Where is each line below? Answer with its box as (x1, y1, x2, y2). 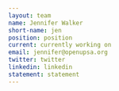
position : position (8, 33, 73, 42)
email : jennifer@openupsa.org (8, 48, 109, 56)
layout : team (8, 11, 52, 20)
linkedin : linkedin (8, 63, 73, 71)
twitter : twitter (8, 56, 66, 64)
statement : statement (8, 70, 80, 78)
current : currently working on (8, 41, 112, 49)
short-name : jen (8, 26, 62, 34)
